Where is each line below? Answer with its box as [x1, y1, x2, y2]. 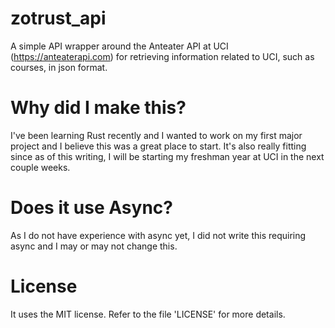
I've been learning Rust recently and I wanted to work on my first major [10, 129, 303, 141]
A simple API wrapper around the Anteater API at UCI [10, 40, 229, 52]
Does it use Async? [10, 197, 173, 219]
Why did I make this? [10, 97, 187, 119]
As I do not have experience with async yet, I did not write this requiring [10, 229, 307, 241]
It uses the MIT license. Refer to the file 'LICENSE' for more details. [10, 308, 286, 320]
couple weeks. [10, 161, 71, 173]
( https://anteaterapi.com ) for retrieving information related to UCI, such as [10, 50, 315, 62]
